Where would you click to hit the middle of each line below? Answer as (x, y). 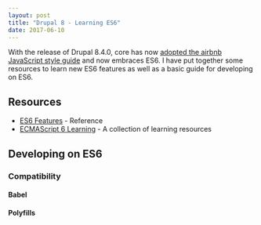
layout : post (29, 15)
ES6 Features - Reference (61, 121)
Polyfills (22, 212)
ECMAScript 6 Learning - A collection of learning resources (116, 129)
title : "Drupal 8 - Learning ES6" (65, 23)
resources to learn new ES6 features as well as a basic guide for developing (130, 69)
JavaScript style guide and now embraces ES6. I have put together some (126, 60)
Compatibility (34, 176)
